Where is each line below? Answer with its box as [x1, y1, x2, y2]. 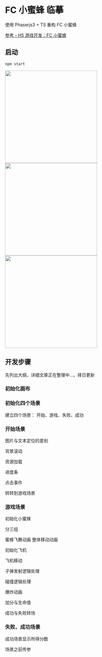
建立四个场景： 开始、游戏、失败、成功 [5, 412, 84, 418]
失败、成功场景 [5, 623, 41, 630]
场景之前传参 [5, 646, 31, 652]
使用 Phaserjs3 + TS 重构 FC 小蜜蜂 [5, 22, 77, 28]
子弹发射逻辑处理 [5, 568, 40, 574]
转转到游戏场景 [5, 490, 35, 496]
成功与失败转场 [5, 610, 35, 616]
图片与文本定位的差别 [5, 438, 48, 444]
